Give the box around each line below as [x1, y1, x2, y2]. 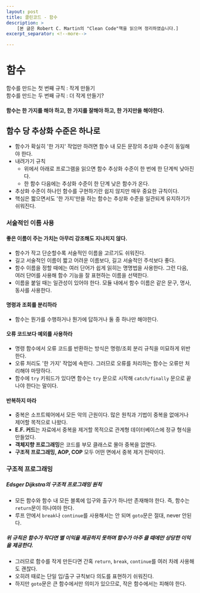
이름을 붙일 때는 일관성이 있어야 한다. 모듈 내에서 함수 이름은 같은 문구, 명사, [14, 279, 192, 286]
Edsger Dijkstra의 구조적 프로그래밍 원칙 [6, 481, 102, 488]
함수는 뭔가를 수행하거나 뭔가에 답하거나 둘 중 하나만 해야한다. [14, 316, 159, 323]
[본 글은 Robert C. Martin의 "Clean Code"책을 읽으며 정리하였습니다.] [17, 25, 179, 32]
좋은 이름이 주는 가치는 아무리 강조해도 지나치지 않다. [6, 234, 128, 242]
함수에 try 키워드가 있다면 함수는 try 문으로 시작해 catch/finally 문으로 [14, 375, 185, 382]
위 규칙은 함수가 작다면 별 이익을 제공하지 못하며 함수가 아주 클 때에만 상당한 [6, 534, 180, 541]
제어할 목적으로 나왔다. [14, 419, 68, 426]
